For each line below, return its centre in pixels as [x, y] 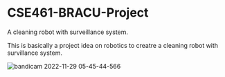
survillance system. [35, 53]
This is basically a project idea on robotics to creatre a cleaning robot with [113, 45]
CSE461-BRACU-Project [78, 13]
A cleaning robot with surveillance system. [68, 32]
